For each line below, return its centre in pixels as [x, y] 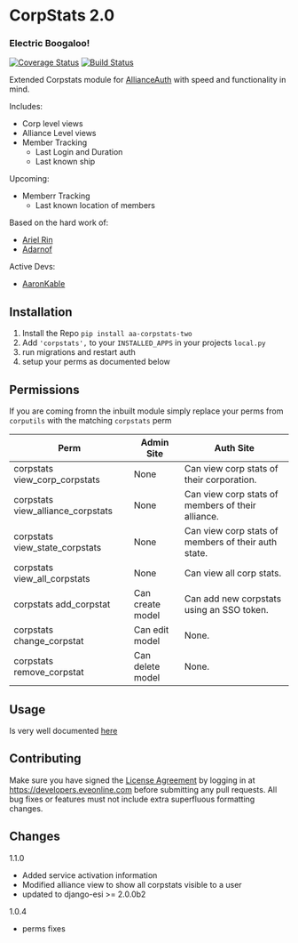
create [147, 604]
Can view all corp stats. [233, 573]
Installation [41, 312]
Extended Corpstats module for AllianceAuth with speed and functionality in [148, 80]
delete [147, 666]
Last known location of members [95, 206]
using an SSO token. [227, 610]
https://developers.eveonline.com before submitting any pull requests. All [143, 789]
